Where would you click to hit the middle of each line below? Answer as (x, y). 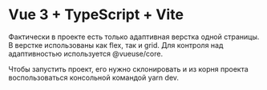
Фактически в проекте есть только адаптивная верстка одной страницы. (134, 37)
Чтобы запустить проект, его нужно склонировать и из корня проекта (128, 68)
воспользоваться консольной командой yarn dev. (93, 77)
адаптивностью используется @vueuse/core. (85, 53)
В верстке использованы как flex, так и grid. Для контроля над (116, 45)
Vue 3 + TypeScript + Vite (96, 15)
